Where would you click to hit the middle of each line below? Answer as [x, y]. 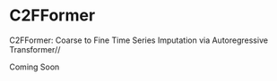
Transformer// [35, 49]
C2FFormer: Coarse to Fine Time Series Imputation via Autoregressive [139, 40]
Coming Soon [35, 67]
